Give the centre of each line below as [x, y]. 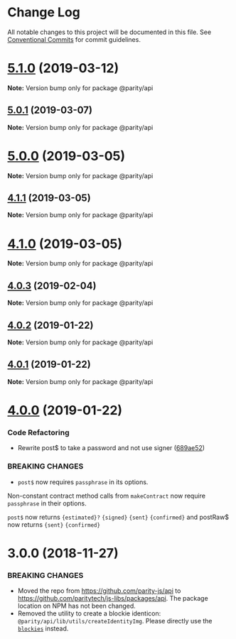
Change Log [44, 12]
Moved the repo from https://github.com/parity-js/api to [99, 591]
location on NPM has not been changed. [77, 606]
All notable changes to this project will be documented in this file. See [109, 32]
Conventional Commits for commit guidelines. [74, 39]
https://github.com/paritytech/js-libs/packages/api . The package [113, 599]
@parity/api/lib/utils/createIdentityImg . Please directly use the [115, 621]
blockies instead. [43, 628]
